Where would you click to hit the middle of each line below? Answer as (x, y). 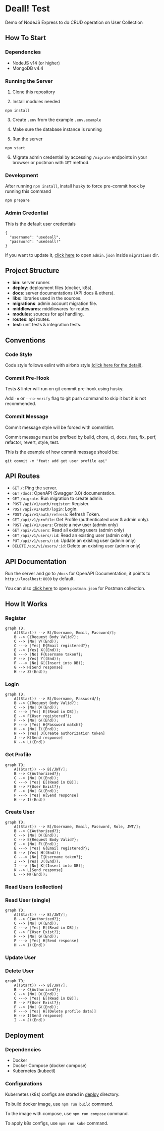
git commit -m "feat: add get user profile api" (56, 461)
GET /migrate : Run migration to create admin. (58, 498)
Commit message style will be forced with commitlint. (60, 427)
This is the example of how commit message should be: (62, 452)
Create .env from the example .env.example (57, 119)
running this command (28, 191)
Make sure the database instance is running (57, 129)
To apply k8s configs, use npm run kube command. (57, 1123)
